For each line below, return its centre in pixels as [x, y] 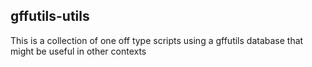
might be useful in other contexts [78, 51]
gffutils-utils [50, 16]
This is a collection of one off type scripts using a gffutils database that [157, 40]
